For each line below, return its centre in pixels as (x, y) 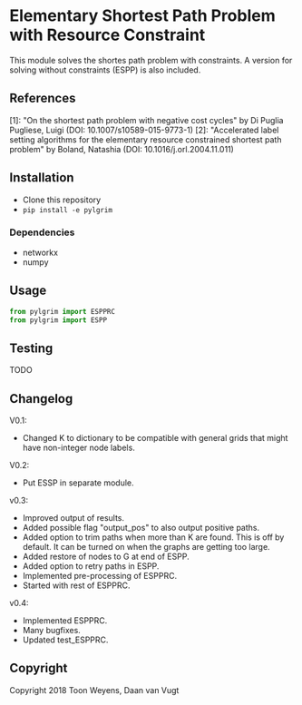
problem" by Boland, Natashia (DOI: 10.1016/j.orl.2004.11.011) (122, 149)
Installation (42, 178)
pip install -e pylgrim (68, 210)
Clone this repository (62, 200)
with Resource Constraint (107, 35)
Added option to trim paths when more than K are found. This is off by (153, 537)
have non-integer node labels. (79, 448)
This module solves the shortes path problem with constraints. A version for (151, 60)
